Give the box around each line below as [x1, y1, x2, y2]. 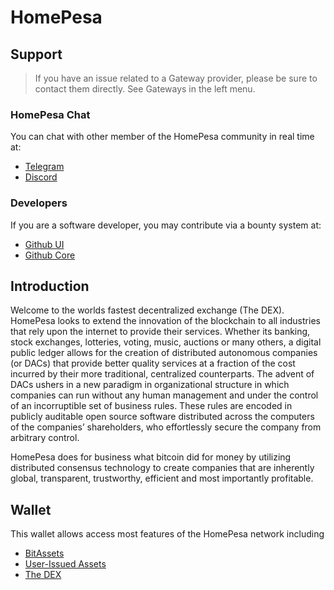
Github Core [24, 249, 76, 261]
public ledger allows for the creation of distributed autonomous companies [10, 347, 318, 359]
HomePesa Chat [10, 107, 91, 121]
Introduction [10, 277, 90, 295]
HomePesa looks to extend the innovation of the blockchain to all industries [10, 315, 321, 327]
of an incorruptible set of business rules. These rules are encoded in [10, 400, 293, 412]
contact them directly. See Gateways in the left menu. [34, 83, 256, 95]
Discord [24, 171, 58, 183]
